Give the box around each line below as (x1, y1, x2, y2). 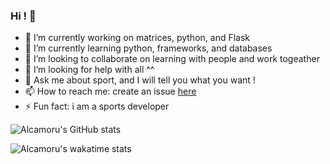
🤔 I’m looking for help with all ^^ (24, 64, 155, 76)
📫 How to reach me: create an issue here (24, 85, 197, 98)
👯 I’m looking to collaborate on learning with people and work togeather (24, 53, 320, 65)
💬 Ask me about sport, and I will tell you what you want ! (24, 74, 256, 86)
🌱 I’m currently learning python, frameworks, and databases (24, 42, 273, 54)
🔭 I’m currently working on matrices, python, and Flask (24, 32, 251, 44)
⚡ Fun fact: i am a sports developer (24, 100, 170, 113)
